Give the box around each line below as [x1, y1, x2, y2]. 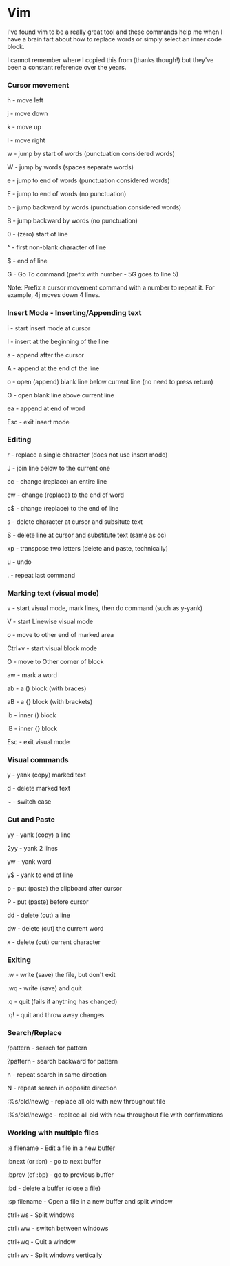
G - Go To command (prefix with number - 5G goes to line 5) [7, 270, 179, 278]
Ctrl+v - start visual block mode [7, 644, 98, 652]
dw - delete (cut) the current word [7, 924, 104, 932]
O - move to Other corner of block [7, 658, 104, 666]
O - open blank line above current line [7, 390, 115, 399]
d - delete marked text [7, 784, 71, 793]
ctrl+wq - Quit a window [7, 1237, 76, 1245]
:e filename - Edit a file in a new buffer [7, 1144, 116, 1152]
